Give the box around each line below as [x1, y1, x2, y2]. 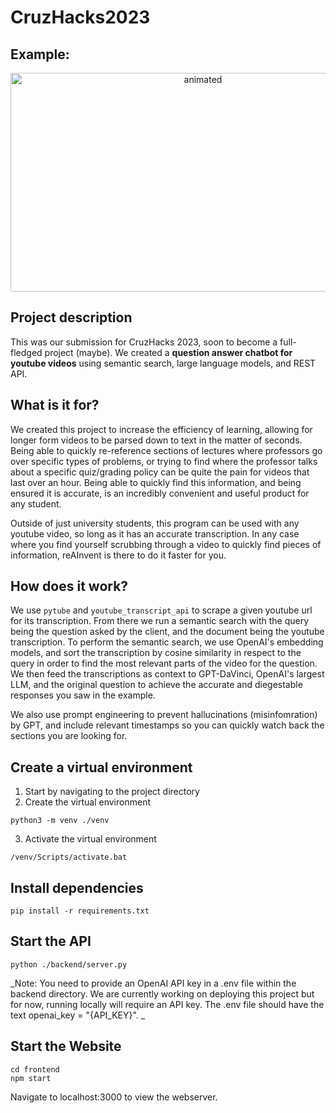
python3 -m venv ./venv [10, 816, 110, 826]
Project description [10, 309, 133, 326]
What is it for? [10, 397, 100, 414]
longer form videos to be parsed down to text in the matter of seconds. [10, 434, 303, 446]
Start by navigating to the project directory [24, 786, 200, 798]
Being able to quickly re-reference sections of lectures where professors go [10, 444, 323, 456]
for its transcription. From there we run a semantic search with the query [10, 615, 310, 627]
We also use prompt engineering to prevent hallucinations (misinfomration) [10, 709, 318, 721]
